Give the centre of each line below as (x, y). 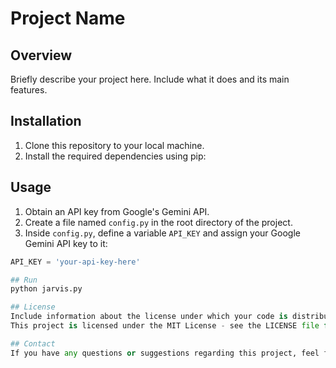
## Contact (33, 343)
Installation (46, 121)
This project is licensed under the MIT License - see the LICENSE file (165, 326)
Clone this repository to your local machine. (114, 145)
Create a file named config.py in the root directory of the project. (158, 222)
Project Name (68, 18)
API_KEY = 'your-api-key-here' (75, 262)
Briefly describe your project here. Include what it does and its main (150, 79)
